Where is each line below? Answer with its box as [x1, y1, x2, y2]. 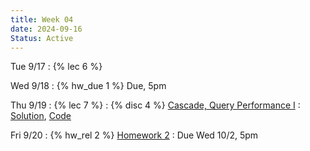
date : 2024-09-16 [10, 24, 83, 34]
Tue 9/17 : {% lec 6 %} [10, 61, 103, 73]
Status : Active [10, 33, 74, 43]
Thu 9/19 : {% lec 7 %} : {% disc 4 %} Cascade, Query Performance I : [10, 99, 301, 111]
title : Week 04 [10, 14, 74, 25]
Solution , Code [10, 110, 72, 122]
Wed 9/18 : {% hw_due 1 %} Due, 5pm [10, 80, 167, 92]
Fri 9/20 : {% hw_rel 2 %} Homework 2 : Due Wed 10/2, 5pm [10, 129, 259, 141]
